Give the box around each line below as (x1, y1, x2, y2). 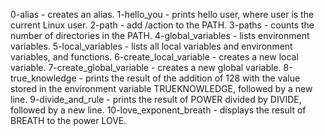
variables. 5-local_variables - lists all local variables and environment (10, 40, 293, 52)
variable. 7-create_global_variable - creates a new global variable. (10, 62, 282, 73)
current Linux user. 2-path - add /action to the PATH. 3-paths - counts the (10, 19, 315, 31)
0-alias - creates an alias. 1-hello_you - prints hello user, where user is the (10, 9, 315, 20)
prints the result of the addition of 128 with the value (84, 72, 301, 84)
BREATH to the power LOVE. (10, 115, 127, 126)
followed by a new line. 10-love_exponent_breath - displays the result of (10, 104, 307, 116)
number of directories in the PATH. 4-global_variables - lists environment (10, 30, 310, 41)
